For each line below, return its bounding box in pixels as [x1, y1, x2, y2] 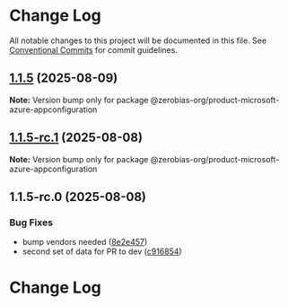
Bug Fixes [9, 216, 54, 229]
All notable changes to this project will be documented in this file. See [9, 35, 267, 46]
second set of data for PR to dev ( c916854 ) [22, 246, 182, 257]
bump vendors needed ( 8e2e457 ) [22, 237, 148, 248]
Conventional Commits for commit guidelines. [9, 44, 178, 55]
